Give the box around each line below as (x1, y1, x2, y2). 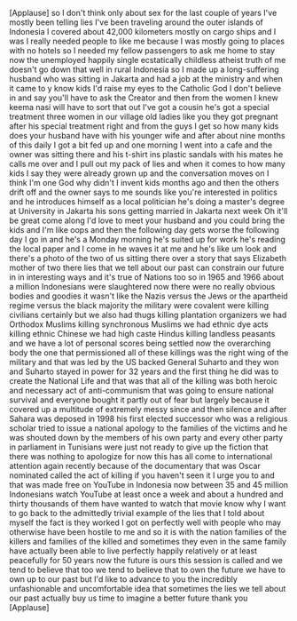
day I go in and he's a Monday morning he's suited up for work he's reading (9, 235, 285, 244)
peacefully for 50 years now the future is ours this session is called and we (9, 555, 284, 565)
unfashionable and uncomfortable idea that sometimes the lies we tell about (9, 584, 286, 593)
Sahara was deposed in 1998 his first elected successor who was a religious (9, 413, 288, 424)
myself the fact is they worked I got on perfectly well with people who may (9, 517, 282, 528)
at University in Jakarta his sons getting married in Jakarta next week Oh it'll (9, 206, 288, 216)
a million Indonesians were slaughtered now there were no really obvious (9, 282, 276, 291)
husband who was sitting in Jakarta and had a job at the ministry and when (9, 74, 284, 84)
